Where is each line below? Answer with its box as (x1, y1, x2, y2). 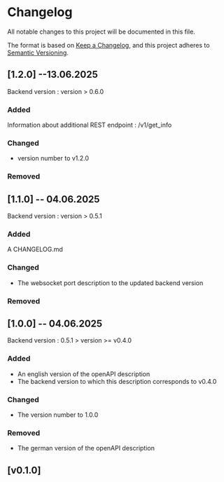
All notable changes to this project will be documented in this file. (7, 27, 196, 36)
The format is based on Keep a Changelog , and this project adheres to (7, 41, 210, 49)
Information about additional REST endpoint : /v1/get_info (7, 120, 172, 130)
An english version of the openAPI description (17, 369, 150, 378)
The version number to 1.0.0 (17, 411, 99, 419)
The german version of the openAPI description (17, 444, 155, 453)
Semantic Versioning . (7, 48, 69, 57)
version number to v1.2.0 (17, 154, 90, 163)
